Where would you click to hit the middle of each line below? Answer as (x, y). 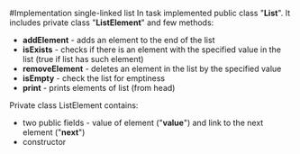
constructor (44, 142)
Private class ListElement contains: (74, 105)
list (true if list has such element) (83, 59)
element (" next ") (54, 132)
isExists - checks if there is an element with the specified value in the (152, 50)
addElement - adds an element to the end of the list (118, 40)
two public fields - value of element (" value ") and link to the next (143, 122)
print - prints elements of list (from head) (99, 88)
